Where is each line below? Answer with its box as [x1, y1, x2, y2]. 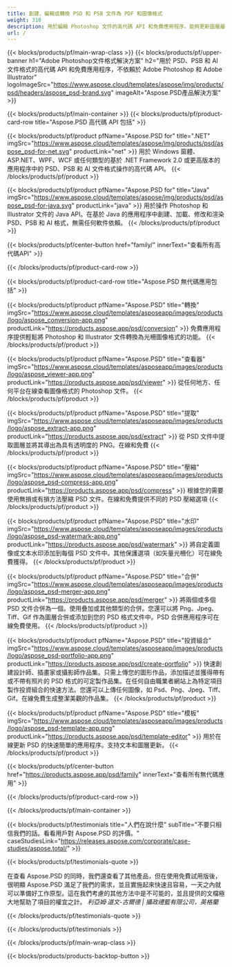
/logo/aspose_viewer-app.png [7, 370, 93, 378]
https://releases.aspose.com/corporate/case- [60, 837, 191, 845]
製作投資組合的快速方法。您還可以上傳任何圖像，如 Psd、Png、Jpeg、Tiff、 [7, 685, 224, 694]
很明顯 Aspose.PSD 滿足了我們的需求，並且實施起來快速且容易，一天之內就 [7, 881, 222, 889]
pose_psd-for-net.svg [7, 147, 70, 156]
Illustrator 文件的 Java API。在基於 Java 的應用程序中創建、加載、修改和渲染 [7, 210, 224, 219]
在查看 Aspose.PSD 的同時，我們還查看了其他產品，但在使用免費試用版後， [7, 872, 222, 881]
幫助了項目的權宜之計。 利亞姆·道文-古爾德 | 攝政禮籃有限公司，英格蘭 [19, 898, 219, 906]
